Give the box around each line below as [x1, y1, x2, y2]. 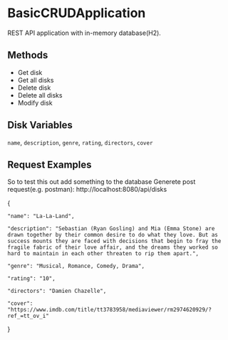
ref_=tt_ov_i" [7, 312, 50, 320]
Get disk [17, 68, 43, 76]
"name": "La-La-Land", [7, 212, 75, 220]
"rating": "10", [7, 275, 56, 282]
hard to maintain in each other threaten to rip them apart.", [7, 250, 199, 257]
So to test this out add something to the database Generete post [7, 177, 196, 186]
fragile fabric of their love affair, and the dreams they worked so [7, 244, 219, 251]
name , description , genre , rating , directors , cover [7, 138, 153, 147]
